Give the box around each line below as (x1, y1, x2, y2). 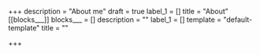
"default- (223, 15, 253, 24)
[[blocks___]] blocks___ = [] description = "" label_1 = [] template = (8, 15, 222, 24)
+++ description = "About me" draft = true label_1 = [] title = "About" (8, 7, 228, 16)
